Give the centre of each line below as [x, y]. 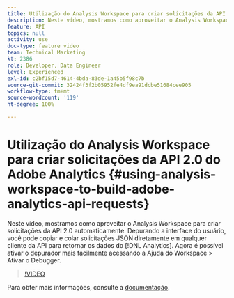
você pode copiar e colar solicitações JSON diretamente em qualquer [107, 238]
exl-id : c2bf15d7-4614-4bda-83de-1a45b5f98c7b [76, 78]
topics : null [26, 33]
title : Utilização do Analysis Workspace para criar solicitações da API [117, 14]
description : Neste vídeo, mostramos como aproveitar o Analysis [104, 20]
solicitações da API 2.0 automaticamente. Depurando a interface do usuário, [117, 230]
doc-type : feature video [43, 46]
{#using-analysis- [162, 174]
